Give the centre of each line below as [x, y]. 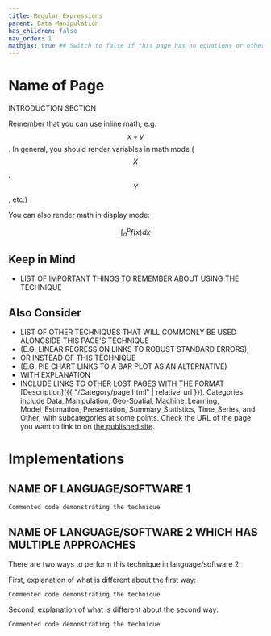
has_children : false [43, 31]
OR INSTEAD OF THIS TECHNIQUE [78, 358]
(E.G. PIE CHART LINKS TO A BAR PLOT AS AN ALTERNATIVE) [123, 366]
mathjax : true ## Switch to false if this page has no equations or [126, 46]
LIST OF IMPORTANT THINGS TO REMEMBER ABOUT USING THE [129, 278]
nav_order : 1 [30, 38]
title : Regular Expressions [56, 16]
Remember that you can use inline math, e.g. [83, 124]
